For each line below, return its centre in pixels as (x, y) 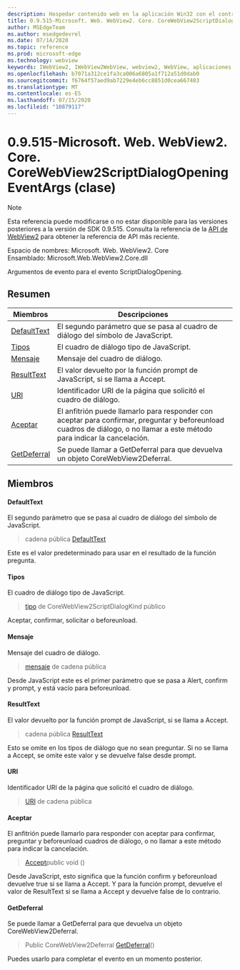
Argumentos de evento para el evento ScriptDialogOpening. (95, 271)
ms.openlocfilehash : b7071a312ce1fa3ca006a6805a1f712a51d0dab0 (104, 74)
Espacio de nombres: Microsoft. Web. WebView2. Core (88, 250)
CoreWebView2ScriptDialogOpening (118, 173)
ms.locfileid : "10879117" (46, 107)
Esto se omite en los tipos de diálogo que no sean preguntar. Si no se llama (118, 747)
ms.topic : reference (38, 47)
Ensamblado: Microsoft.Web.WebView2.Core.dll (78, 258)
